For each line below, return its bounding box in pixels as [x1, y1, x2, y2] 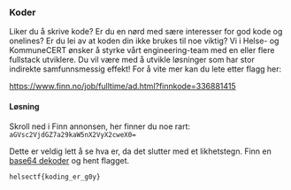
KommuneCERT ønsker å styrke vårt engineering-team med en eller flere [9, 45, 275, 56]
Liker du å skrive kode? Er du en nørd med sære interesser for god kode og [9, 27, 283, 37]
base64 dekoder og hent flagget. [9, 155, 130, 165]
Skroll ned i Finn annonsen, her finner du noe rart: [9, 121, 191, 132]
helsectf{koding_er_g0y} [9, 172, 101, 181]
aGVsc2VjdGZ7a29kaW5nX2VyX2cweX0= [9, 130, 137, 139]
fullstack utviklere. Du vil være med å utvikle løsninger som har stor [9, 55, 255, 65]
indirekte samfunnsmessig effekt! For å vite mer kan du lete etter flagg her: [9, 64, 282, 74]
